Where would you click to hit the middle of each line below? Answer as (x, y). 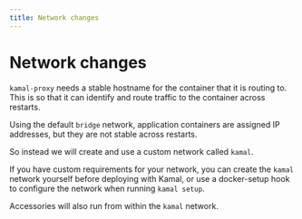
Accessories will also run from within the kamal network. (114, 205)
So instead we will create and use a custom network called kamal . (132, 151)
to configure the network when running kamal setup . (107, 188)
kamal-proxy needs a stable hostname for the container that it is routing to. (148, 88)
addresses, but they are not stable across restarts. (103, 134)
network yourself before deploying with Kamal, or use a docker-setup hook (150, 178)
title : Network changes (54, 18)
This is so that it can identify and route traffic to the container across (137, 97)
